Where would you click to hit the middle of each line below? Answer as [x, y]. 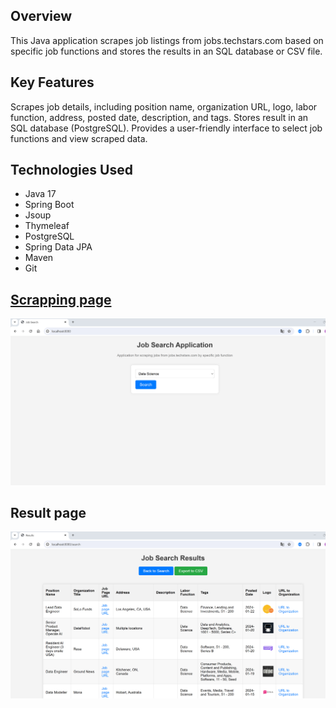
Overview [41, 16]
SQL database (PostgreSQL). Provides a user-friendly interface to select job [166, 128]
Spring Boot [49, 205]
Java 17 [40, 194]
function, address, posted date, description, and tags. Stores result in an [159, 117]
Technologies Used [71, 170]
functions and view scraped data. [79, 138]
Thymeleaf [47, 226]
